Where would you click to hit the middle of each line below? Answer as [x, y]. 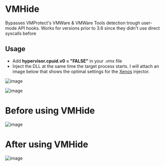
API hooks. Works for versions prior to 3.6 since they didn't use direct [89, 28]
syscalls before [21, 33]
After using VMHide [47, 144]
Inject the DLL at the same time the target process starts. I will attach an [86, 66]
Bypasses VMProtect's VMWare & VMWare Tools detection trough [73, 23]
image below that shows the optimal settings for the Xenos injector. [81, 71]
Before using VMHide [50, 111]
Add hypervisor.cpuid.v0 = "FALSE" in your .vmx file [67, 61]
